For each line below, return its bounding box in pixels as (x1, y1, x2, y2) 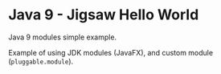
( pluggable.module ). (8, 56, 74, 66)
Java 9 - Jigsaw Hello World (8, 6, 199, 24)
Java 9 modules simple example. (8, 32, 117, 42)
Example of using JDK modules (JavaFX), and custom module (8, 47, 214, 57)
